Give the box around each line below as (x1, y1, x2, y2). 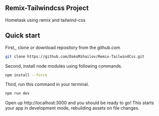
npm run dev (5, 91, 30, 96)
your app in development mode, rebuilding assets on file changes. (5, 105, 140, 111)
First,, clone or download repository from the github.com (5, 44, 120, 50)
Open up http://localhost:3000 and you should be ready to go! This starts (5, 100, 154, 106)
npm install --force (5, 73, 48, 77)
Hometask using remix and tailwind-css (5, 17, 85, 23)
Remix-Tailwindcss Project (5, 4, 89, 12)
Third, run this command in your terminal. (5, 81, 89, 87)
